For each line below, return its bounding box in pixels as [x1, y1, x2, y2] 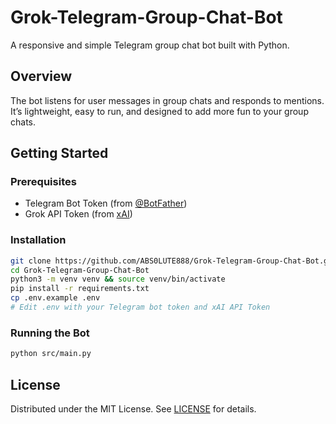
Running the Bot [10, 326, 90, 340]
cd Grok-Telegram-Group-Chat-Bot [10, 265, 150, 275]
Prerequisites [10, 175, 77, 189]
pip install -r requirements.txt [10, 284, 150, 294]
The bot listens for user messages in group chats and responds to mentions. [10, 94, 325, 106]
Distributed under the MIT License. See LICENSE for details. [10, 402, 257, 415]
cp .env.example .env [10, 293, 101, 303]
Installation [10, 233, 67, 247]
